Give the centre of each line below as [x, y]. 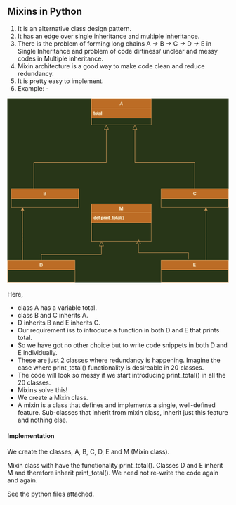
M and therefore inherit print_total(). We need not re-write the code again [113, 473]
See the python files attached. [51, 494]
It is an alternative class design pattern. [74, 28]
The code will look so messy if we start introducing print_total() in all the [122, 375]
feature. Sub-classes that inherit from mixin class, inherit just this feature [123, 412]
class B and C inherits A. [53, 315]
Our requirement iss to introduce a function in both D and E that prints [118, 330]
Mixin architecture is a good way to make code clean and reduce [111, 66]
